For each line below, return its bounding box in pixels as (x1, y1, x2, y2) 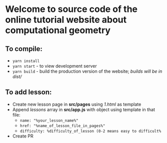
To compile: (5, 44, 42, 53)
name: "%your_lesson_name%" (19, 118, 78, 123)
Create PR (12, 133, 33, 139)
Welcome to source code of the (5, 3, 137, 15)
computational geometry (5, 25, 111, 36)
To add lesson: (5, 88, 52, 97)
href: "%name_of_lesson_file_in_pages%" (19, 123, 105, 128)
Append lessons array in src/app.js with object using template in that (12, 106, 155, 113)
